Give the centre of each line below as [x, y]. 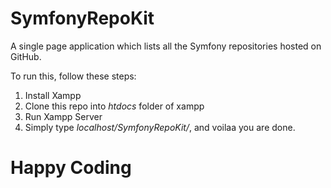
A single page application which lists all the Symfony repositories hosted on [166, 46]
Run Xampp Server [63, 116]
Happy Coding [71, 168]
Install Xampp [53, 95]
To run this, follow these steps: [73, 76]
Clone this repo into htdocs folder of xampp [114, 106]
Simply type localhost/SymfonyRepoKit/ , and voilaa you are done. [160, 127]
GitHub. [26, 56]
